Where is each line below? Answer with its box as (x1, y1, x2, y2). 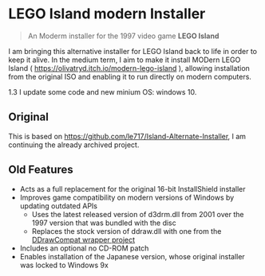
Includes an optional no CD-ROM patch (19, 243, 149, 253)
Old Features (8, 163, 73, 177)
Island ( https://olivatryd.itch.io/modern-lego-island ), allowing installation (8, 63, 250, 72)
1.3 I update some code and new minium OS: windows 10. (8, 87, 197, 96)
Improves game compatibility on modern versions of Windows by (19, 192, 235, 202)
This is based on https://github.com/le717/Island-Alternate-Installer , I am (8, 131, 246, 141)
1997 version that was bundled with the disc (31, 218, 177, 227)
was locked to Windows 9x (19, 260, 109, 270)
